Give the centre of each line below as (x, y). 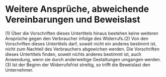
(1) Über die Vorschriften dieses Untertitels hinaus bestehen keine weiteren (82, 33)
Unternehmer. (19, 70)
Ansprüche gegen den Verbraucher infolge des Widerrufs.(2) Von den (77, 38)
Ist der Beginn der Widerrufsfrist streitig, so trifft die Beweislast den (81, 65)
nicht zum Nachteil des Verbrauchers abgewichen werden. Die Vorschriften (83, 49)
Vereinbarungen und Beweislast (73, 19)
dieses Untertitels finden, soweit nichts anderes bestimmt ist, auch (73, 54)
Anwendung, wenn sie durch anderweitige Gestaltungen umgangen (74, 59)
